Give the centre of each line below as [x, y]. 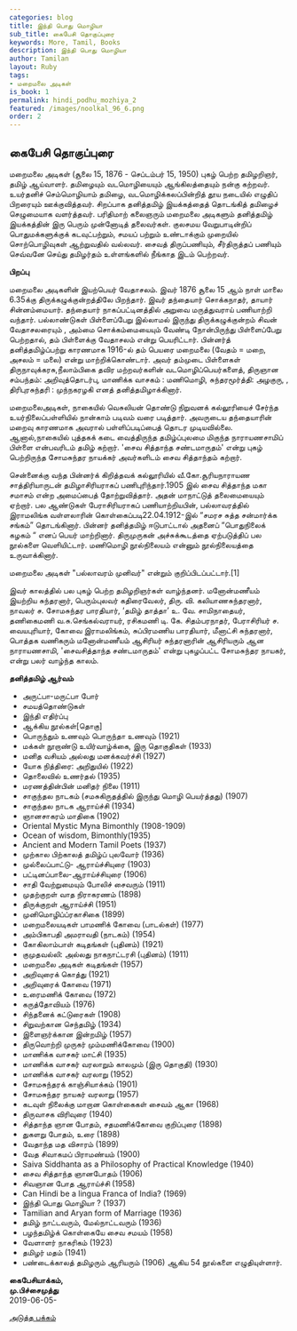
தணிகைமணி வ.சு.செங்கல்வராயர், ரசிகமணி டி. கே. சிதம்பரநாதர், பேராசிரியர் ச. [144, 620]
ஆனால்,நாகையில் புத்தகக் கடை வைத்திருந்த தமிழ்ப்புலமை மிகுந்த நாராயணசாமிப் [146, 437]
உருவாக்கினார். [34, 554]
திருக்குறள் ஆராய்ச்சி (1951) [69, 904]
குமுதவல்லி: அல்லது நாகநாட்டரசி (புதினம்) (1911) [105, 954]
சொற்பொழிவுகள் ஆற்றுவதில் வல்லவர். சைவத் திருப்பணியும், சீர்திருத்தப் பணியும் [145, 243]
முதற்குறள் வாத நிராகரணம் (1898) [82, 894]
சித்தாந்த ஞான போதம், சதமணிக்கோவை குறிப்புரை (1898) [122, 1124]
